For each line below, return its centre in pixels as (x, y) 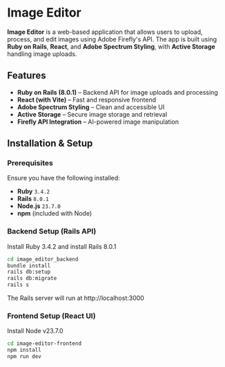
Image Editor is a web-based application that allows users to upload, (105, 32)
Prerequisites (30, 163)
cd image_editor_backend (43, 259)
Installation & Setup (50, 143)
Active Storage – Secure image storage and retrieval (92, 114)
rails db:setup (29, 272)
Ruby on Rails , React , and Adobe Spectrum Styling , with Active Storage (111, 46)
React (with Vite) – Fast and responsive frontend (87, 100)
